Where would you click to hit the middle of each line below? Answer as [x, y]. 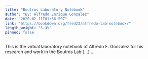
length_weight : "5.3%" [28, 28]
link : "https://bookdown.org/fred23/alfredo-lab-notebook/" [68, 23]
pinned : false [20, 32]
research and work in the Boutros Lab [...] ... [50, 52]
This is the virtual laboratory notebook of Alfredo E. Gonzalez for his [74, 46]
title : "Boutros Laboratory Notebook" [45, 10]
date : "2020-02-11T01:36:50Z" [36, 19]
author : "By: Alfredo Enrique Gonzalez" [47, 14]
